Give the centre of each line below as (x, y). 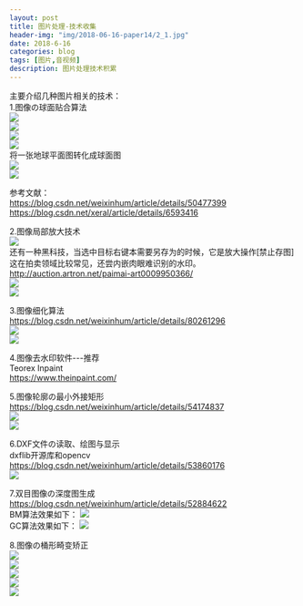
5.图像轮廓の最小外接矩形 (57, 396)
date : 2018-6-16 (40, 43)
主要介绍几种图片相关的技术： (65, 96)
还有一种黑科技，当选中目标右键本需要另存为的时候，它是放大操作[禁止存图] (152, 252)
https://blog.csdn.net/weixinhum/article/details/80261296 (117, 321)
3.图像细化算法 (37, 310)
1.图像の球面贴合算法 (48, 107)
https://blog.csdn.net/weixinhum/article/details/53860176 (117, 465)
